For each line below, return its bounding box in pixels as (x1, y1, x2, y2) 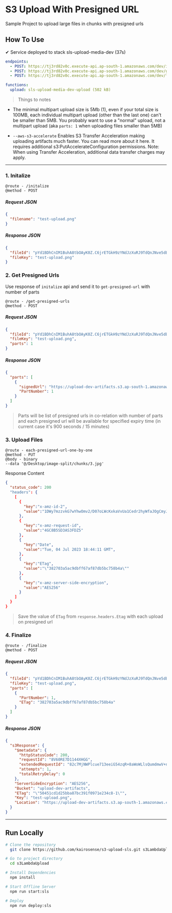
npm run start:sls (10, 889, 50, 894)
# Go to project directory (5, 856, 63, 861)
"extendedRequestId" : (18, 762, 66, 767)
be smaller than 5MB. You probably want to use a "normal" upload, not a (12, 117, 165, 123)
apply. (12, 155, 26, 160)
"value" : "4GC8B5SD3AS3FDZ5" (24, 528, 83, 533)
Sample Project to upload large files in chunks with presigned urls (5, 20, 144, 27)
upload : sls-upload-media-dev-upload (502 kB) (10, 87, 111, 93)
